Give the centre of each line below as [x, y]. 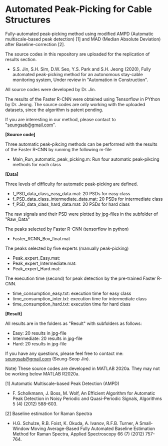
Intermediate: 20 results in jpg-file [47, 338]
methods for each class [37, 164]
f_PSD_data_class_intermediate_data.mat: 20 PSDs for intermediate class [87, 199]
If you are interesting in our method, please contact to [60, 119]
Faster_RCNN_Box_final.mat [41, 238]
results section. [21, 59]
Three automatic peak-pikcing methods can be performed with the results [81, 144]
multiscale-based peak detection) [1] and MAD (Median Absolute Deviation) [83, 39]
